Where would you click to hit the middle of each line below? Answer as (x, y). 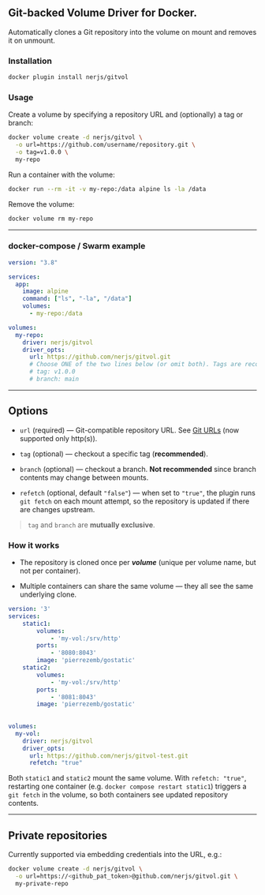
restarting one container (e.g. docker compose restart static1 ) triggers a (127, 786)
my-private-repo (42, 883)
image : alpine (45, 291)
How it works (34, 545)
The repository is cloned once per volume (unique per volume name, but (138, 563)
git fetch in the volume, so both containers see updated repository (118, 795)
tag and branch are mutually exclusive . (91, 525)
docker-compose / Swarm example (77, 246)
